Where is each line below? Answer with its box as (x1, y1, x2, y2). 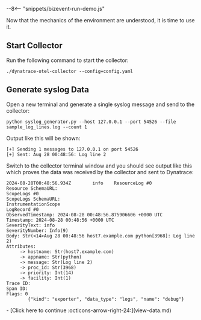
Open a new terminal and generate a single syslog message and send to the (6, 101, 195, 108)
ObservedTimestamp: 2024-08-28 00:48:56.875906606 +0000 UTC (6, 212, 163, 218)
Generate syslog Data (6, 84, 89, 95)
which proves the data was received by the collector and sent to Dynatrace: (6, 168, 194, 175)
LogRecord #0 (6, 206, 39, 213)
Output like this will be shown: (6, 134, 81, 142)
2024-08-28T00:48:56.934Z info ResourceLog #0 (6, 180, 152, 186)
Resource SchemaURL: (6, 185, 58, 192)
